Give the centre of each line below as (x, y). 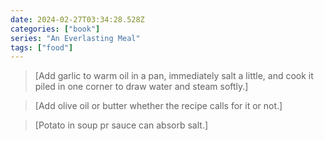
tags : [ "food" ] (42, 47)
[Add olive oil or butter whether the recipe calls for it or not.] (158, 106)
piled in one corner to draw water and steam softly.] (141, 87)
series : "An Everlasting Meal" (75, 38)
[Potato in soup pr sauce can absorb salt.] (121, 125)
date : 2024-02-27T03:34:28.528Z (77, 19)
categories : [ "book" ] (55, 29)
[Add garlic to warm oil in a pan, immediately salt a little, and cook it (174, 76)
